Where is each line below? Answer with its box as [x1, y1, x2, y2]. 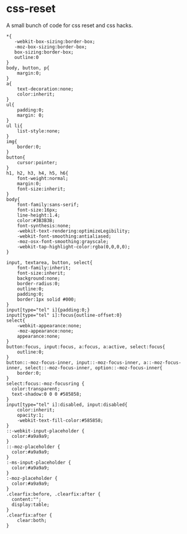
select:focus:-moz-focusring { [6, 381, 85, 387]
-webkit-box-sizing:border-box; [14, 38, 96, 44]
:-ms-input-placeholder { [6, 459, 71, 465]
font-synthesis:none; [17, 222, 71, 229]
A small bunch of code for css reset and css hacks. [6, 22, 133, 29]
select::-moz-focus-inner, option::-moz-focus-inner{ [25, 364, 163, 371]
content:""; [11, 496, 42, 502]
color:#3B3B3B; [17, 217, 55, 224]
